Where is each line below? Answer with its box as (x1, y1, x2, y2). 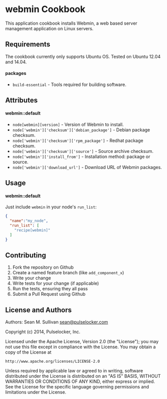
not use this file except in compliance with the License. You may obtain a (5, 344, 156, 350)
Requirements (5, 40, 50, 49)
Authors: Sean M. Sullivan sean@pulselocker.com (5, 319, 108, 325)
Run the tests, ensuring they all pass (12, 286, 88, 292)
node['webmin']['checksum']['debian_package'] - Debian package (12, 127, 150, 133)
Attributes (5, 96, 38, 105)
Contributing (5, 251, 46, 260)
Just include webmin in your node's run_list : (5, 204, 97, 210)
